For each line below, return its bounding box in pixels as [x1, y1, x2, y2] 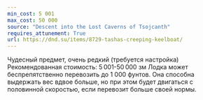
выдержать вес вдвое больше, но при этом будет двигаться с [7, 78, 194, 86]
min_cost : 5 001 [7, 10, 55, 17]
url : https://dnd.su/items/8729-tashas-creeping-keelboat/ [7, 36, 183, 43]
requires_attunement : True [7, 29, 86, 37]
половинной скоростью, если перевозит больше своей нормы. [7, 85, 197, 94]
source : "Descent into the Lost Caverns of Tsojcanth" [7, 23, 171, 30]
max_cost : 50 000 [7, 17, 58, 24]
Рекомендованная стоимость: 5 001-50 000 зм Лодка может [7, 63, 188, 71]
